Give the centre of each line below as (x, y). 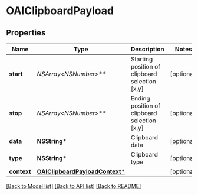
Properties (26, 33)
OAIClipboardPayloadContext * (81, 171)
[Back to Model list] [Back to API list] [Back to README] (74, 186)
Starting (142, 59)
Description (147, 49)
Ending (140, 98)
